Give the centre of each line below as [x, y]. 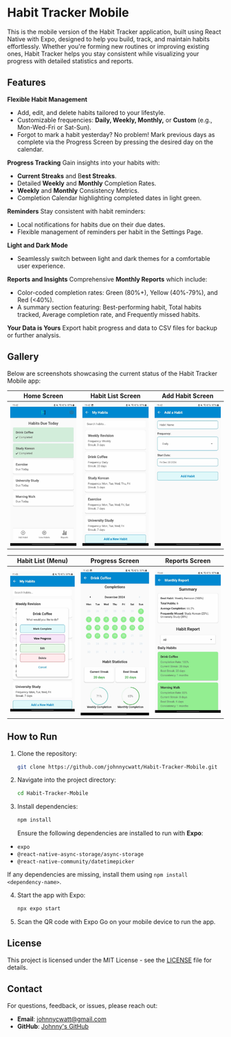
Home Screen [43, 396]
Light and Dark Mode [38, 245]
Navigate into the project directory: [67, 780]
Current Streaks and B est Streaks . [67, 176]
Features [26, 83]
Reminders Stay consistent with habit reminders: [76, 211]
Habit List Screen [115, 396]
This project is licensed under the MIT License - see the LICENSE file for [109, 960]
